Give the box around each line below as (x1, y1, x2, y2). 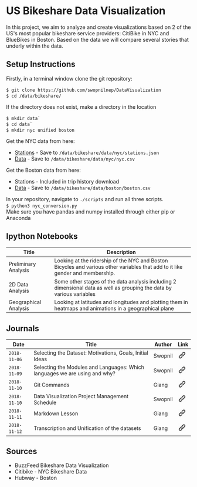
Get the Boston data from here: (6, 166, 81, 174)
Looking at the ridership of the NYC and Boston (54, 257, 168, 264)
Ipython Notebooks (6, 231, 78, 242)
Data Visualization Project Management (33, 392, 129, 399)
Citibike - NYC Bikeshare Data (14, 468, 87, 475)
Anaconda (6, 214, 31, 221)
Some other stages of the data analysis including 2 (54, 278, 177, 285)
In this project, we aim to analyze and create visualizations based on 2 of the (6, 24, 191, 31)
